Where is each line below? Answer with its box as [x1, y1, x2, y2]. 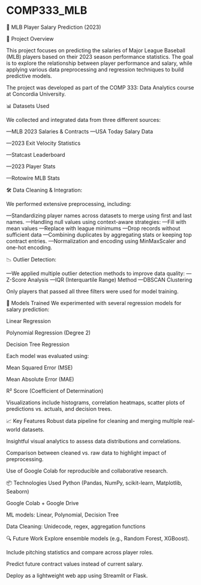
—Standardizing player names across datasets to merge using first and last [6, 211, 192, 219]
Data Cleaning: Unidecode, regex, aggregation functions [6, 523, 146, 530]
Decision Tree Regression [6, 341, 70, 348]
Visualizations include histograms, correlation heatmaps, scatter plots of [6, 399, 185, 406]
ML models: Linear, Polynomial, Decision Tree [6, 511, 119, 518]
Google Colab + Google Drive [6, 499, 79, 506]
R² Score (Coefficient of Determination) [6, 387, 104, 394]
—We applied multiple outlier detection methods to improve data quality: [6, 270, 185, 277]
